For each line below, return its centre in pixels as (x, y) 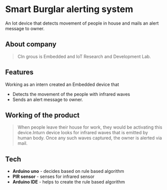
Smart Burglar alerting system (69, 9)
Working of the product (42, 115)
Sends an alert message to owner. (48, 100)
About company (31, 44)
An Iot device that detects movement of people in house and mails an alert (82, 23)
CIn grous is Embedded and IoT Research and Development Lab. (84, 56)
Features (19, 72)
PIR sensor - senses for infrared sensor (53, 176)
